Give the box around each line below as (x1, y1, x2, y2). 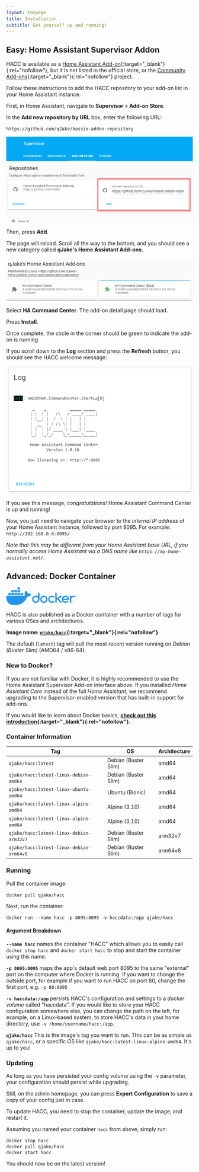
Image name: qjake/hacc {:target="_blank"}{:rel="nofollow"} (6, 629, 159, 636)
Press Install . (6, 318, 38, 325)
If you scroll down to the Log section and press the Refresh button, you (6, 347, 181, 355)
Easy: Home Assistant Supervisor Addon (6, 44, 160, 55)
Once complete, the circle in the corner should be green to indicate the (6, 330, 179, 337)
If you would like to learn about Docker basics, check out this (6, 711, 156, 718)
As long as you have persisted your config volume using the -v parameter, (6, 1072, 187, 1080)
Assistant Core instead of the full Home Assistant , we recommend (6, 688, 168, 695)
